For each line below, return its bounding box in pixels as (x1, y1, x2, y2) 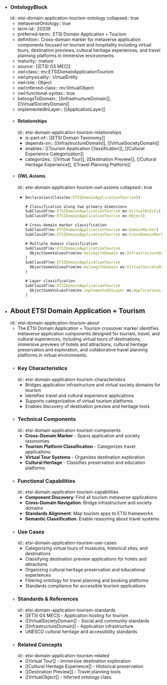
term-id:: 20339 (17, 26, 51, 32)
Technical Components (17, 416, 76, 423)
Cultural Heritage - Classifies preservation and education (25, 459, 145, 466)
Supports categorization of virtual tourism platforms (25, 398, 133, 404)
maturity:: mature (17, 58, 54, 64)
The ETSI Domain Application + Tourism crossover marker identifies (17, 325, 159, 332)
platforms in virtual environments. (17, 352, 88, 358)
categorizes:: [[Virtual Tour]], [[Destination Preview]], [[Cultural (25, 156, 156, 162)
